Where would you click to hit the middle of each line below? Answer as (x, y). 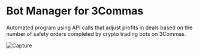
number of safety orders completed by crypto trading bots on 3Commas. (96, 33)
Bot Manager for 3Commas (75, 11)
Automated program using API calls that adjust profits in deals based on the (99, 27)
